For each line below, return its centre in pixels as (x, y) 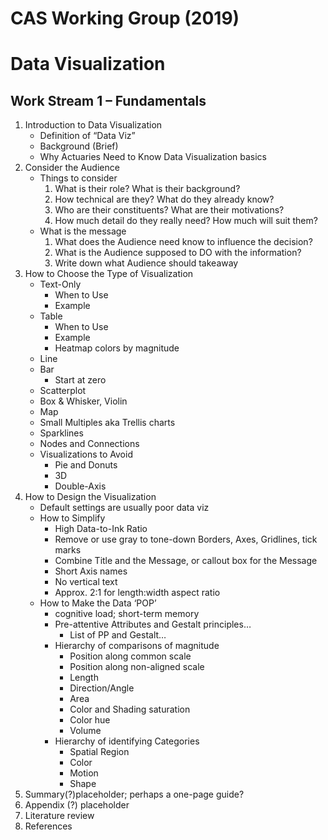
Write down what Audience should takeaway (146, 263)
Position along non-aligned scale (137, 667)
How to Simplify (72, 518)
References (48, 826)
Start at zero (80, 380)
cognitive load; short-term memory (127, 614)
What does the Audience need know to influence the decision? (183, 242)
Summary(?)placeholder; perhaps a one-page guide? (134, 794)
